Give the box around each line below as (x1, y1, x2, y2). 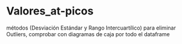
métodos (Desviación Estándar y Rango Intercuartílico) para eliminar (6, 24, 177, 31)
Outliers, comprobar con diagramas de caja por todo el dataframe (6, 30, 171, 37)
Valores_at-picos (6, 4, 94, 18)
